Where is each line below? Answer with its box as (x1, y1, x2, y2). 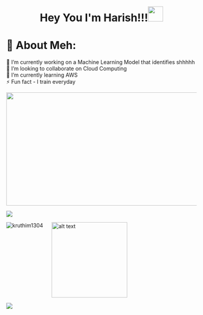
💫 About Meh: (6, 39, 77, 52)
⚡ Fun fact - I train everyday (6, 78, 76, 86)
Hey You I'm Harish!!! (39, 11, 149, 25)
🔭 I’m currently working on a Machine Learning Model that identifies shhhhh (6, 59, 195, 66)
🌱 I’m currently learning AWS (6, 71, 78, 78)
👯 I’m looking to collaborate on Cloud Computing (6, 65, 127, 72)
